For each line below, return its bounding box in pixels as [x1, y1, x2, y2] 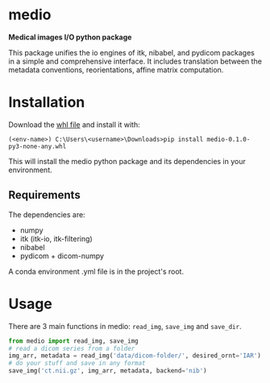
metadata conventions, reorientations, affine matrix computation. [8, 64, 224, 74]
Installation [8, 93, 85, 112]
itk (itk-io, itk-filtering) [19, 233, 93, 243]
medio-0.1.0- [206, 135, 251, 143]
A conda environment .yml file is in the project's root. [8, 266, 184, 276]
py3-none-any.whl [8, 142, 67, 150]
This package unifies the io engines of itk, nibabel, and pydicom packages [8, 47, 255, 57]
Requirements [8, 188, 81, 202]
